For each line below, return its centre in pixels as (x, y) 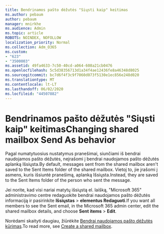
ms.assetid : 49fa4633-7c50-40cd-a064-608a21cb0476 (59, 66)
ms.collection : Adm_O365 (31, 47)
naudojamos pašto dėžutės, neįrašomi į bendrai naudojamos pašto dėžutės (82, 159)
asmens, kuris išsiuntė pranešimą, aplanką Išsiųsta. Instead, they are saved (82, 175)
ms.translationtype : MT (30, 80)
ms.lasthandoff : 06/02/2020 (34, 89)
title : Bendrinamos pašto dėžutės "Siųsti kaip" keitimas (67, 10)
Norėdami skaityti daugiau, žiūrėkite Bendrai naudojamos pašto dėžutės (79, 221)
